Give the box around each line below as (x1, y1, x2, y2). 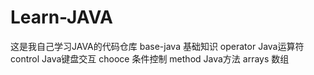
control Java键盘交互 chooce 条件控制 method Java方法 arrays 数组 (10, 52, 290, 65)
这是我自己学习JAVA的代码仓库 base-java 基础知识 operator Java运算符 (10, 40, 305, 52)
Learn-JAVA (10, 6, 114, 29)
